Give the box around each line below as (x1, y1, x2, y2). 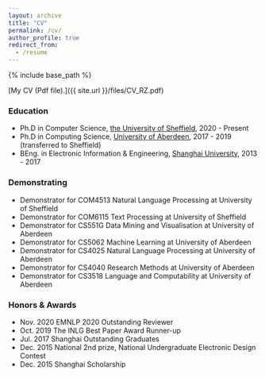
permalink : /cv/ (8, 26, 62, 34)
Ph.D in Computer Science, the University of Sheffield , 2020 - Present (19, 124, 249, 133)
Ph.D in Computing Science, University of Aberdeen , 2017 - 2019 (19, 132, 232, 141)
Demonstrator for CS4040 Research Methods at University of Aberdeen (19, 263, 255, 272)
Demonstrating (8, 177, 67, 188)
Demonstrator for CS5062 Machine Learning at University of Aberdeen (19, 237, 252, 247)
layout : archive (8, 11, 62, 20)
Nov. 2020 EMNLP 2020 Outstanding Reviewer (19, 317, 174, 326)
